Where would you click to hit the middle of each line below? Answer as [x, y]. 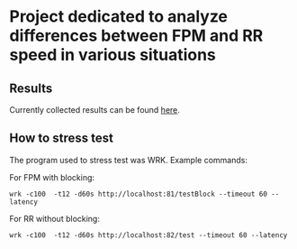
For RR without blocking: [55, 218]
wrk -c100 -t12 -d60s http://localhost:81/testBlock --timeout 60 [139, 194]
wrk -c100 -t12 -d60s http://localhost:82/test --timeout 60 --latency [148, 235]
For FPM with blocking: [52, 177]
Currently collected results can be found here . [94, 110]
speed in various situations [112, 55]
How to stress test [62, 138]
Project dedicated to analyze [118, 17]
